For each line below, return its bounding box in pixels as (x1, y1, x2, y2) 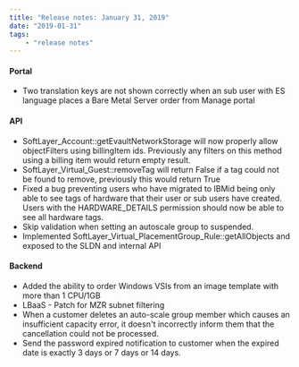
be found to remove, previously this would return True (21, 174, 220, 184)
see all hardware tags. (21, 211, 104, 222)
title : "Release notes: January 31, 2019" (9, 13, 170, 22)
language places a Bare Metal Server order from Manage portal (21, 95, 256, 106)
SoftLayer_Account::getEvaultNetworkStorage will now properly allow (21, 135, 278, 146)
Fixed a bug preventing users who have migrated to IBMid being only (21, 183, 276, 193)
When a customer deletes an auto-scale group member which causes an (21, 309, 290, 320)
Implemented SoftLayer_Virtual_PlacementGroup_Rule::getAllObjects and (21, 230, 290, 242)
